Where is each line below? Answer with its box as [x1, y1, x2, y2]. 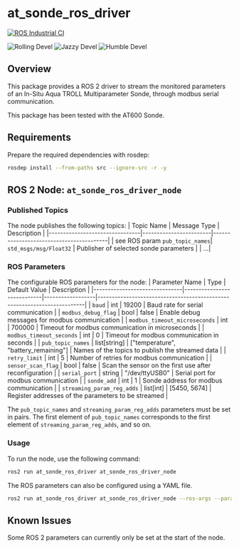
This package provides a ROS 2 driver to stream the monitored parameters [7, 82, 226, 90]
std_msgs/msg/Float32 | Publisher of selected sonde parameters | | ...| [7, 244, 211, 253]
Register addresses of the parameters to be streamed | [7, 392, 169, 400]
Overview [7, 63, 52, 75]
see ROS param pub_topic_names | [115, 236, 213, 245]
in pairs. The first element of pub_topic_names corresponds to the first [7, 413, 211, 422]
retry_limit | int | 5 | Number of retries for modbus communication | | [7, 354, 212, 362]
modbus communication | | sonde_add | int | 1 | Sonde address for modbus [7, 376, 223, 385]
